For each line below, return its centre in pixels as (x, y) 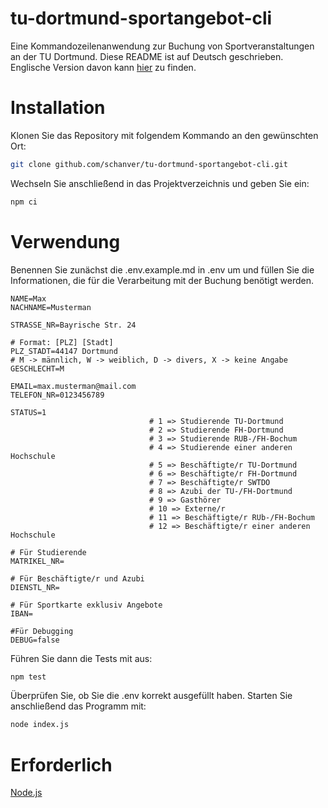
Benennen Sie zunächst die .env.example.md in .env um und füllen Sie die (162, 269)
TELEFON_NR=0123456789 (57, 395)
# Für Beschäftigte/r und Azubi (77, 578)
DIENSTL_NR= (35, 587)
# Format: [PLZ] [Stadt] (62, 342)
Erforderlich (61, 764)
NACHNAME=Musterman (51, 307)
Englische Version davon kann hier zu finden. (103, 67)
